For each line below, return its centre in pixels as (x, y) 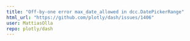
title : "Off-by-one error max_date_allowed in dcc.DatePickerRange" (95, 12)
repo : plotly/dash (30, 29)
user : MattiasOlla (30, 23)
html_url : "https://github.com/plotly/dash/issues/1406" (80, 17)
